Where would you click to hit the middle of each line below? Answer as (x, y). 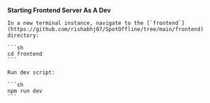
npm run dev (25, 91)
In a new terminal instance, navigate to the (75, 23)
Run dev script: (31, 73)
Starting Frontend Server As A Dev (59, 10)
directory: (23, 35)
